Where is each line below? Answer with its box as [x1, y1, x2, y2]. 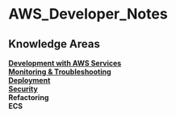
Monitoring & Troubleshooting [8, 67, 111, 77]
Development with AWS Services [8, 58, 122, 68]
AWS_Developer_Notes [8, 5, 168, 23]
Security [8, 84, 38, 94]
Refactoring [8, 93, 49, 102]
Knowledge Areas [8, 37, 101, 51]
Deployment [8, 76, 51, 85]
